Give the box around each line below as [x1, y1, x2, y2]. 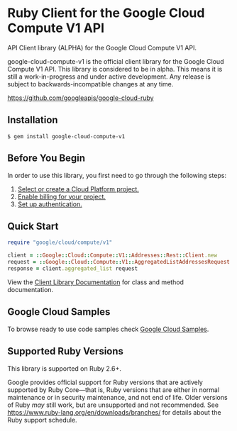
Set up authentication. [17, 200, 83, 208]
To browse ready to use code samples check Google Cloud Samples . [7, 325, 209, 333]
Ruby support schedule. [7, 415, 77, 424]
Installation [7, 114, 58, 126]
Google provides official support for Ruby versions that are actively [7, 378, 204, 386]
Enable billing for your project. [17, 192, 106, 201]
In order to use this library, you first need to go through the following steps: [7, 171, 227, 179]
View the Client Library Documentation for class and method [7, 278, 184, 286]
